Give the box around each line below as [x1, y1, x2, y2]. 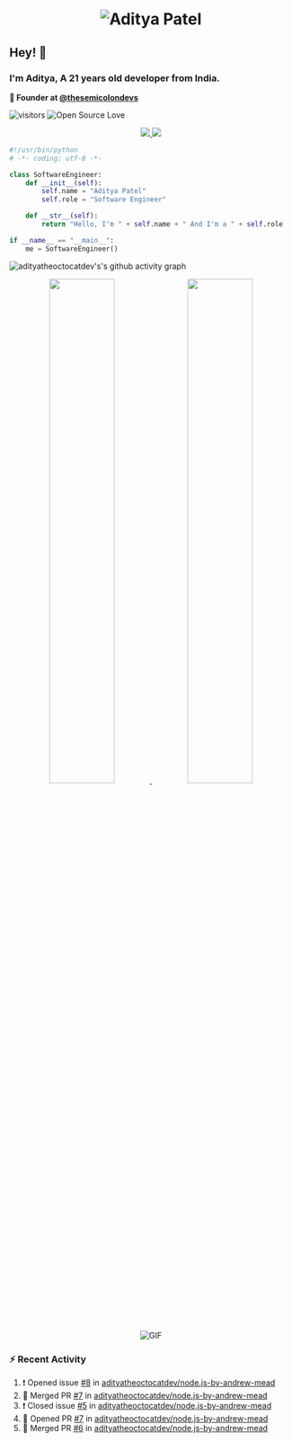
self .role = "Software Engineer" [41, 195, 167, 204]
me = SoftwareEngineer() [25, 244, 119, 254]
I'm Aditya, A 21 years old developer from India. [9, 72, 220, 85]
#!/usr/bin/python [9, 145, 78, 155]
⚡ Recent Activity [9, 1353, 87, 1366]
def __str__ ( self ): [25, 211, 99, 220]
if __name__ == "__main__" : [9, 236, 115, 245]
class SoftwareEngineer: [9, 170, 102, 179]
